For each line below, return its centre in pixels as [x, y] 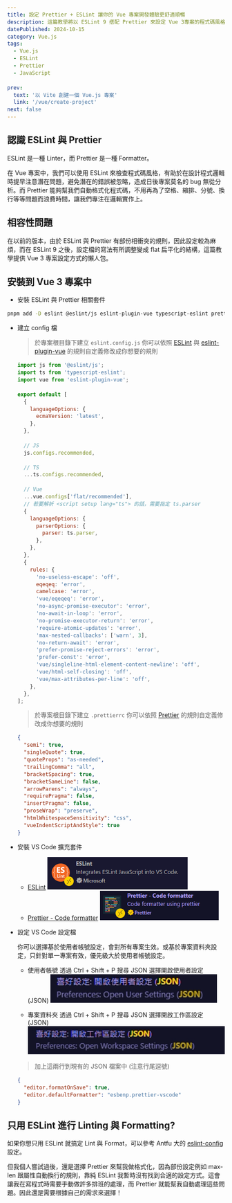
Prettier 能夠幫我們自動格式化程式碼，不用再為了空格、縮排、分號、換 [126, 190]
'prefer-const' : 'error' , [73, 658]
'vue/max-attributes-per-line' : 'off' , [93, 679]
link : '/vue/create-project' [55, 102]
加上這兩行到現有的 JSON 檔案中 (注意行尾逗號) [102, 1067]
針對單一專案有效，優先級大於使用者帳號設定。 [102, 955]
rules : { [42, 570]
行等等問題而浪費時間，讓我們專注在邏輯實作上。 [77, 199]
